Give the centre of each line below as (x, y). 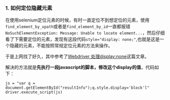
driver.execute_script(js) (34, 92)
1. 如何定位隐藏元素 (29, 8)
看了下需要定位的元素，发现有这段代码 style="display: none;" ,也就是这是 (82, 39)
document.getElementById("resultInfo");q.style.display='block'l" (77, 88)
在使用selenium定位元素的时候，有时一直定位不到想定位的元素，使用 (77, 20)
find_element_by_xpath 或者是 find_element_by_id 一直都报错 (68, 27)
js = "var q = (20, 83)
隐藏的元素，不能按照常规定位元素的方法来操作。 (61, 46)
